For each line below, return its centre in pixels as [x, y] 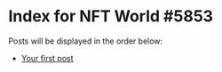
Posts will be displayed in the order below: [86, 41]
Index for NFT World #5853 [111, 16]
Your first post [47, 58]
